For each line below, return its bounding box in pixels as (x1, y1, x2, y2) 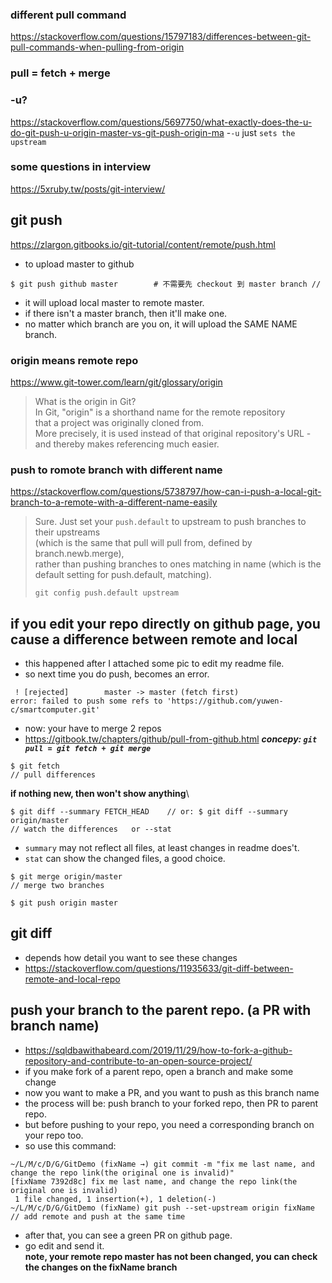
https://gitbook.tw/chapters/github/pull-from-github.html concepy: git (24, 733, 318, 745)
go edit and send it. (24, 1239, 105, 1252)
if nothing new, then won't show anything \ (10, 788, 190, 800)
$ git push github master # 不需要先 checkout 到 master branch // (10, 279, 322, 289)
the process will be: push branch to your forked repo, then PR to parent (24, 1097, 319, 1109)
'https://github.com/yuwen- (166, 696, 284, 707)
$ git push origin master (10, 898, 118, 908)
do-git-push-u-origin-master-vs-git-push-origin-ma (10, 126, 225, 138)
